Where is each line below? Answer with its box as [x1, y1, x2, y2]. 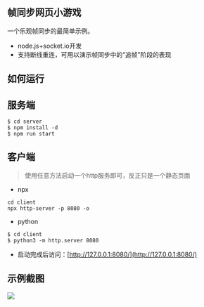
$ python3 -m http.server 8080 [7, 237, 99, 244]
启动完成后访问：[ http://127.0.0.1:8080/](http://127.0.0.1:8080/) [17, 250, 198, 259]
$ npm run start [7, 131, 55, 138]
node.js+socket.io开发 [17, 41, 82, 50]
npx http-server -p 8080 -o [7, 204, 90, 212]
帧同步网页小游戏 [7, 6, 82, 19]
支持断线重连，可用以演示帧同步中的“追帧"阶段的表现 [17, 50, 172, 58]
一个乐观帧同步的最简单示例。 [7, 27, 94, 35]
